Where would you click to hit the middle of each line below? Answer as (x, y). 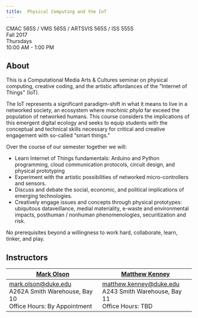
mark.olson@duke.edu (40, 284)
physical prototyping (39, 171)
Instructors (27, 257)
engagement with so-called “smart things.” (58, 135)
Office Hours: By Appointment (51, 306)
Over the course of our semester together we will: (67, 147)
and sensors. (30, 183)
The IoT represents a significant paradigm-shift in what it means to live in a (97, 104)
